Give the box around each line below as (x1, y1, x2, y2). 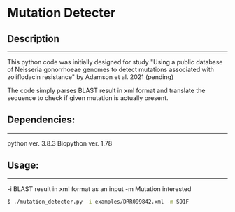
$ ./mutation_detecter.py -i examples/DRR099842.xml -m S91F (7, 198, 190, 205)
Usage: (7, 160, 40, 171)
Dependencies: (7, 114, 76, 126)
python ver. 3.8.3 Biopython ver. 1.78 (7, 139, 113, 148)
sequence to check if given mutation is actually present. (7, 94, 169, 102)
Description (7, 33, 59, 45)
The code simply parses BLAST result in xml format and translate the (7, 86, 206, 94)
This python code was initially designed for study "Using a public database (7, 58, 223, 66)
